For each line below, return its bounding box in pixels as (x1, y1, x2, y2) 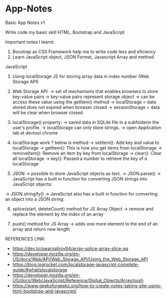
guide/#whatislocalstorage (12, 266, 67, 272)
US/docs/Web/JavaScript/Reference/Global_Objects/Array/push (12, 277, 144, 283)
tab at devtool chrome (12, 129, 58, 135)
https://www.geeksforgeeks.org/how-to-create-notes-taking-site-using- (12, 282, 162, 288)
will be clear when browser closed (12, 109, 83, 115)
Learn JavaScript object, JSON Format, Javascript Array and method (12, 53, 154, 60)
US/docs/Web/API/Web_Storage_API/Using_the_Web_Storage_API (12, 256, 148, 262)
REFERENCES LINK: (5, 235, 46, 241)
